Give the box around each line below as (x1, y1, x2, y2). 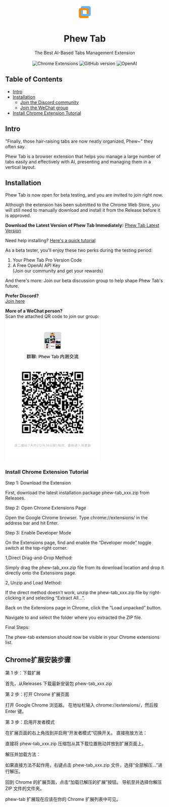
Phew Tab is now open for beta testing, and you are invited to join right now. (5, 192, 163, 198)
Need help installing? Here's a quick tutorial (5, 238, 96, 244)
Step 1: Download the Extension (5, 480, 71, 486)
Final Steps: (5, 624, 30, 631)
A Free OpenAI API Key (12, 262, 61, 268)
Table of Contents (5, 75, 63, 84)
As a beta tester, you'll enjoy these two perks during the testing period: (5, 247, 153, 253)
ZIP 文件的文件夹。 (5, 785, 44, 792)
